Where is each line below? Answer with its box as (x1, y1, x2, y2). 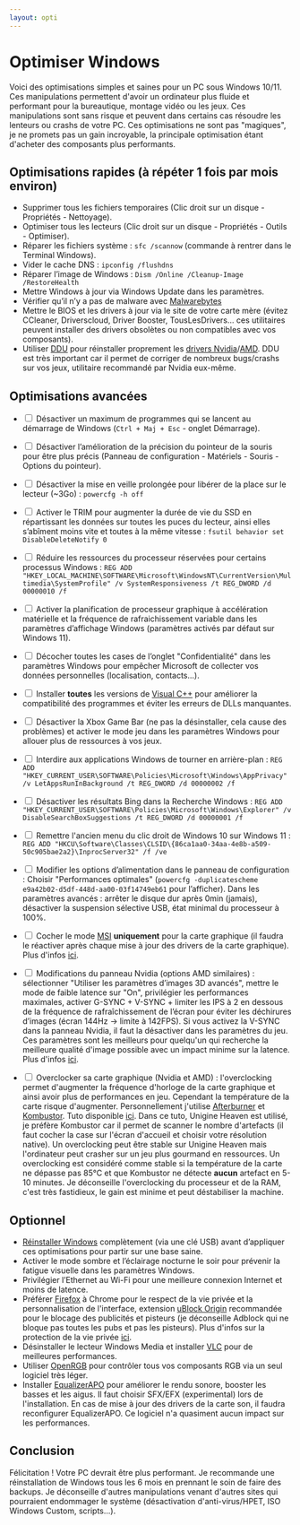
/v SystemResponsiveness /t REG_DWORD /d (115, 579, 271, 588)
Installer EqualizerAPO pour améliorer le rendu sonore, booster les (21, 1380, 267, 1390)
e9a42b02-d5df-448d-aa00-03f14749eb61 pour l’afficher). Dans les (21, 884, 260, 895)
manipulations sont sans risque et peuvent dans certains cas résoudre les (9, 109, 282, 121)
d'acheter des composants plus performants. (9, 138, 176, 149)
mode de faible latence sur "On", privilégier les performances (21, 987, 249, 998)
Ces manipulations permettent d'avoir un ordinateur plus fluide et (9, 91, 250, 101)
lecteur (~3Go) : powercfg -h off (21, 489, 144, 499)
